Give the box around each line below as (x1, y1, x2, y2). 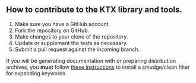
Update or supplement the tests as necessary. (14, 39, 128, 46)
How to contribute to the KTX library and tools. (6, 5, 183, 15)
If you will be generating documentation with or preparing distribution (6, 57, 176, 64)
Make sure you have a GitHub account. (14, 20, 110, 27)
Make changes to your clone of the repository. (14, 33, 128, 40)
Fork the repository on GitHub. (14, 27, 90, 34)
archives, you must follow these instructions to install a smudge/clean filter (6, 63, 190, 71)
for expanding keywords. (6, 69, 67, 76)
